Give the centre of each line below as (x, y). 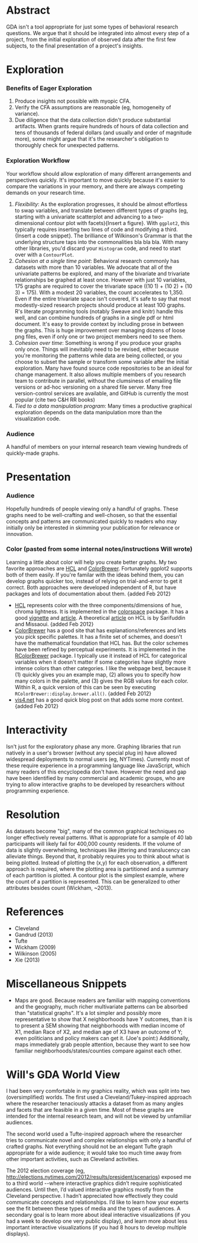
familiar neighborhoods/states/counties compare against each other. (98, 1051)
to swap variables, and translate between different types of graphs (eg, (101, 210)
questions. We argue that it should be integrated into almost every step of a (98, 33)
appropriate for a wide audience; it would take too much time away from (94, 1153)
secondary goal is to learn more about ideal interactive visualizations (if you (98, 1215)
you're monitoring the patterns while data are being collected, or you (98, 355)
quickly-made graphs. (33, 453)
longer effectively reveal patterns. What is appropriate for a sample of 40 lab (99, 837)
